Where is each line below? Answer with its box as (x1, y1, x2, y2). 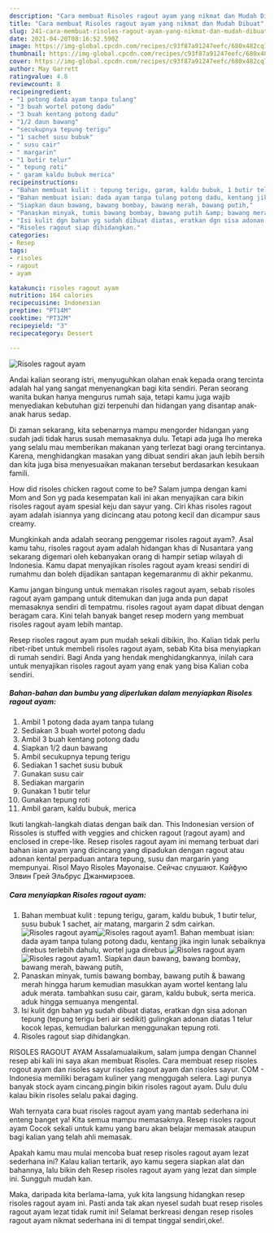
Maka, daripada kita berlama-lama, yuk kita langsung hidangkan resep (9, 1190, 246, 1200)
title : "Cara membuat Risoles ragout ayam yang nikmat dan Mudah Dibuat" (9, 20, 265, 28)
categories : (9, 231, 50, 240)
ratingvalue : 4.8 (9, 72, 68, 81)
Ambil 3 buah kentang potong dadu (20, 734, 140, 745)
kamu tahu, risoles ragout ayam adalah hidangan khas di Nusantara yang (9, 543, 254, 553)
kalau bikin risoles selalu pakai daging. (9, 1091, 138, 1100)
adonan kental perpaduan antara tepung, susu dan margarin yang (9, 854, 229, 864)
